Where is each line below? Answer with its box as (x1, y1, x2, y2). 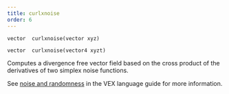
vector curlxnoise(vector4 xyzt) (7, 47, 107, 54)
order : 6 (7, 16, 32, 23)
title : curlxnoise (7, 10, 60, 17)
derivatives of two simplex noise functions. (7, 66, 129, 74)
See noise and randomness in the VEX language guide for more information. (7, 79, 223, 87)
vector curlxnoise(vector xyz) (7, 35, 100, 42)
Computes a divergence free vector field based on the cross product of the (7, 59, 220, 67)
